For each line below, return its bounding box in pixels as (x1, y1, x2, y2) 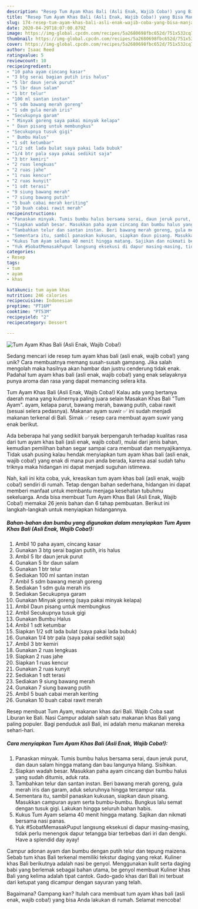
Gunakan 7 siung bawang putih (15, 684, 90, 691)
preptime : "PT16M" (6, 303, 52, 309)
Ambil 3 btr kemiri (15, 640, 58, 647)
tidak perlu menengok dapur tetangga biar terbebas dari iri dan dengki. (15, 830, 187, 837)
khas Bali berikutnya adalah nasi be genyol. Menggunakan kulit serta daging (6, 860, 191, 867)
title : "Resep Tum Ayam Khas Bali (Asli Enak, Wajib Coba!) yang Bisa (6, 14, 183, 20)
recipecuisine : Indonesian (6, 298, 73, 304)
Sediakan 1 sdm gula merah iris (15, 584, 90, 591)
